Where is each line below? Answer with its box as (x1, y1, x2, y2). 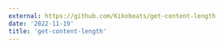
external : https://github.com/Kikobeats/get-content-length (8, 11, 217, 20)
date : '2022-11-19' (8, 20, 75, 28)
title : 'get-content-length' (8, 27, 107, 35)
